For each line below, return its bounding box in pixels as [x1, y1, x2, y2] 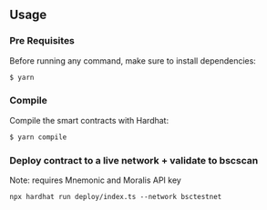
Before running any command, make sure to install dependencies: [9, 55, 257, 66]
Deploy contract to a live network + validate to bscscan [9, 154, 259, 166]
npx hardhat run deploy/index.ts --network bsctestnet [9, 193, 222, 202]
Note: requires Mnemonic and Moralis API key [9, 175, 182, 185]
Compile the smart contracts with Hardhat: [9, 115, 169, 125]
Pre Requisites [9, 35, 76, 47]
